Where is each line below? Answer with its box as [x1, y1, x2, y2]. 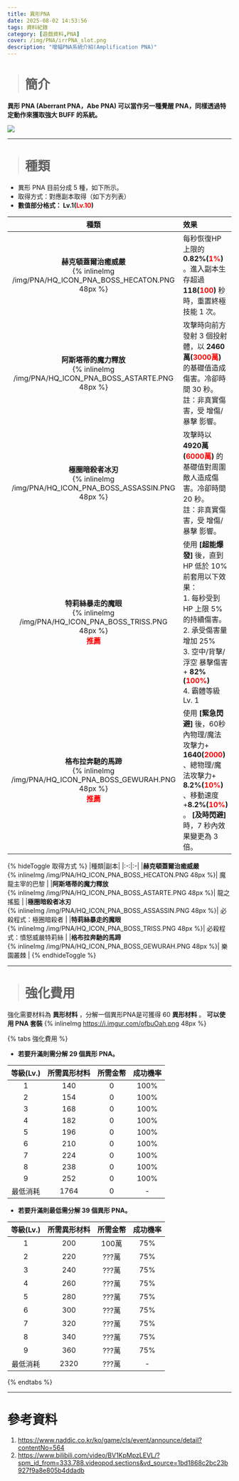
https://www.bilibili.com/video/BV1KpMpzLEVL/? [17, 1450, 160, 1460]
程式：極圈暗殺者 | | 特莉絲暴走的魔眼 [13, 915, 122, 924]
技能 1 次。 [182, 306, 221, 316]
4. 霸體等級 [182, 686, 221, 696]
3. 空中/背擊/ [182, 647, 225, 657]
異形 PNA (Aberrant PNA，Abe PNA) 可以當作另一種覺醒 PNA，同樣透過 [7, 101, 221, 110]
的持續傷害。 [182, 615, 226, 625]
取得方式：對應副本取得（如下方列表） [17, 192, 130, 201]
